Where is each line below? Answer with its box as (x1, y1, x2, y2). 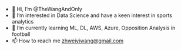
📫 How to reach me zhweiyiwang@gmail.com (11, 37, 124, 44)
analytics (11, 18, 34, 25)
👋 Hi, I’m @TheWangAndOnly (11, 6, 82, 12)
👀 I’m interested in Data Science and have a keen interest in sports (11, 12, 172, 19)
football (11, 31, 31, 38)
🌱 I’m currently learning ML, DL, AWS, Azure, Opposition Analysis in (11, 24, 176, 31)
